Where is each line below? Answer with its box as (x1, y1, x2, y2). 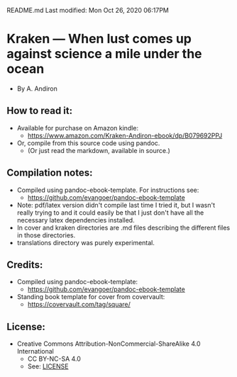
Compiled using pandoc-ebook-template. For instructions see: (16, 186, 199, 194)
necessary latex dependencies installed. (16, 215, 136, 224)
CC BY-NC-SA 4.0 (27, 354, 81, 364)
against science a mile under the (6, 46, 203, 62)
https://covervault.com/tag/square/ (27, 300, 131, 309)
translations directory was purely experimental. (16, 238, 155, 247)
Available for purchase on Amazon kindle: (16, 123, 139, 132)
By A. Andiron (16, 84, 57, 93)
